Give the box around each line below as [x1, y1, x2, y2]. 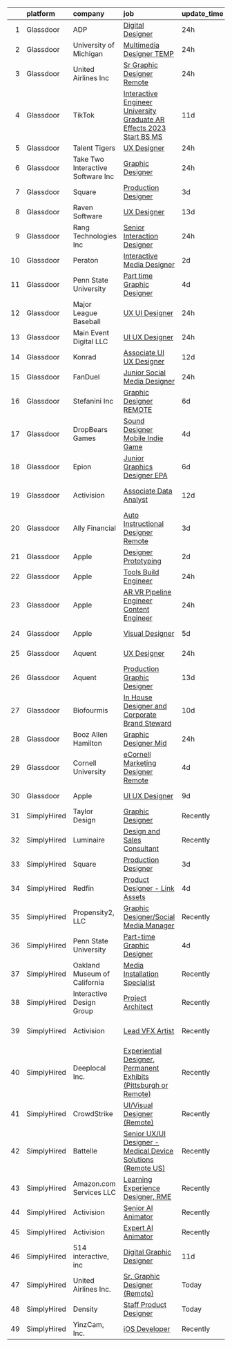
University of [72, 41, 115, 50]
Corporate [123, 710, 157, 719]
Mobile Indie [123, 433, 164, 443]
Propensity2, [72, 908, 115, 917]
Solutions [123, 1155, 154, 1164]
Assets [123, 892, 146, 901]
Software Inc [72, 172, 115, 181]
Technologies [72, 232, 117, 241]
